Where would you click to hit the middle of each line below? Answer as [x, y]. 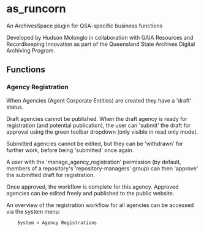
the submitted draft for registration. [51, 175]
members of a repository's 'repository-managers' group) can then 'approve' [102, 168]
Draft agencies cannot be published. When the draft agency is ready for [97, 118]
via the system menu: [33, 211]
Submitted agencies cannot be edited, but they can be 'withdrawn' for [95, 143]
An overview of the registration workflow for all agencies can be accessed [100, 205]
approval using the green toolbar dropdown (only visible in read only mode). [102, 132]
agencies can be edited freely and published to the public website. [90, 193]
